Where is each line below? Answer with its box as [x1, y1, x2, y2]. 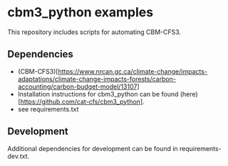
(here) [180, 89, 198, 98]
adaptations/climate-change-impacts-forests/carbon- [17, 74, 177, 83]
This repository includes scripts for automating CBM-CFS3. [7, 28, 182, 36]
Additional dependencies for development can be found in [7, 144, 178, 153]
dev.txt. [7, 152, 30, 160]
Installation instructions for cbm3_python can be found [17, 89, 179, 98]
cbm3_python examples [7, 4, 154, 21]
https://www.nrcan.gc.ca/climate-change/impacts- [58, 67, 208, 75]
